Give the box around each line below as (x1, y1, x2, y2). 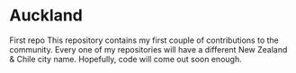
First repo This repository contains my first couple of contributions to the (9, 35, 279, 45)
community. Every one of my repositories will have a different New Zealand (9, 44, 288, 54)
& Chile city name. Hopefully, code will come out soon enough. (9, 53, 242, 64)
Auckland (9, 5, 83, 26)
